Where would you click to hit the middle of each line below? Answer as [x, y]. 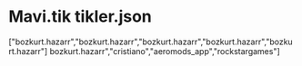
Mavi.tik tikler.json [80, 17]
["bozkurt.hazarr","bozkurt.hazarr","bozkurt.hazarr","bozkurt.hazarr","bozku [151, 42]
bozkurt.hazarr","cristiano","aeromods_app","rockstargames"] [165, 51]
